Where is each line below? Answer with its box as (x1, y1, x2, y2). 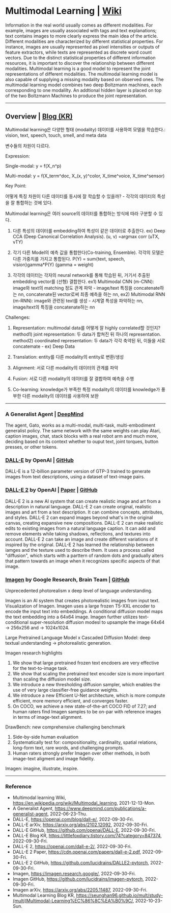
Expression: (5, 153, 30, 159)
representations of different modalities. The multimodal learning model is (5, 71, 158, 77)
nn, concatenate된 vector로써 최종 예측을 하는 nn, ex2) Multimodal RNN (18, 291, 165, 297)
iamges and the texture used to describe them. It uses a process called (5, 547, 154, 553)
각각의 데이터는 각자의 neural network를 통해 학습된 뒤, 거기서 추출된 (12, 272, 150, 278)
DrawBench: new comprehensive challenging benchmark (5, 723, 126, 730)
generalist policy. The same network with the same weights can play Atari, (5, 428, 161, 434)
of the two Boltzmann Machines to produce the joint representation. (5, 92, 148, 99)
